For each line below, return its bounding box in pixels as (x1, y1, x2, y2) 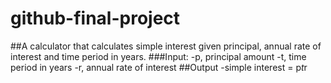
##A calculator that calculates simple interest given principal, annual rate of (10, 40, 322, 52)
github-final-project (10, 7, 181, 30)
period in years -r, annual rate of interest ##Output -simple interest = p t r (10, 61, 308, 73)
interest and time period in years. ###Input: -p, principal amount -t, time (10, 50, 307, 62)
